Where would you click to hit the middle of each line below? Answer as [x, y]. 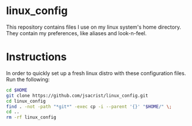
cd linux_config [26, 101]
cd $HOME [17, 90]
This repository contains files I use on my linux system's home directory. [94, 27]
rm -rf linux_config [31, 118]
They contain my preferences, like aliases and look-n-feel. [76, 33]
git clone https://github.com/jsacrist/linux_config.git [77, 96]
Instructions [36, 57]
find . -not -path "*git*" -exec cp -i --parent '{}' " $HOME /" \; [89, 107]
